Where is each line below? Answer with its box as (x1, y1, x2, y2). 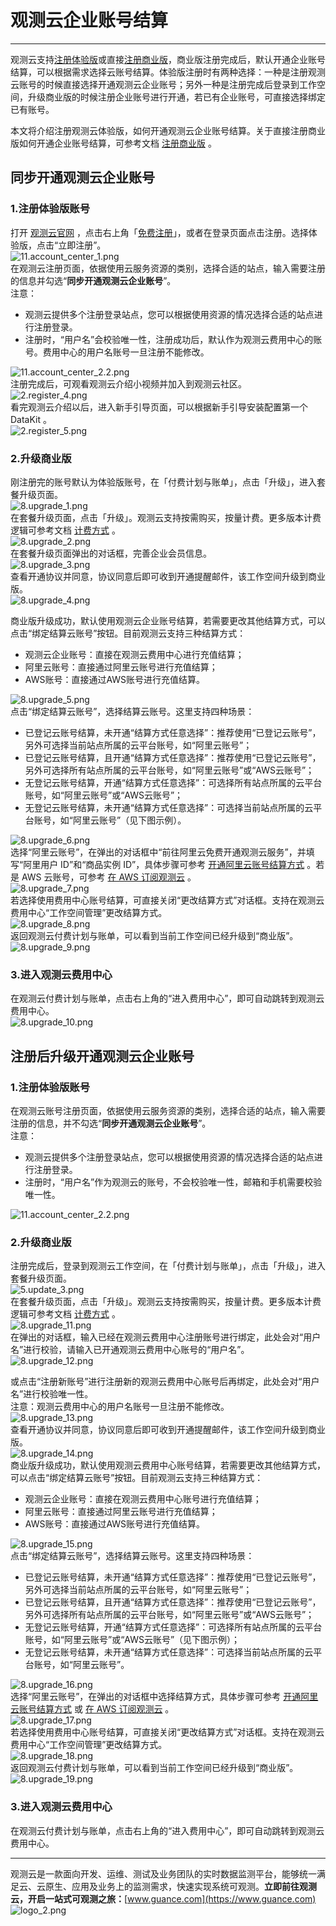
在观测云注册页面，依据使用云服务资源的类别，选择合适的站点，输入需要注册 (10, 262, 326, 274)
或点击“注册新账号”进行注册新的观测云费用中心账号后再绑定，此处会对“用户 (10, 1376, 320, 1388)
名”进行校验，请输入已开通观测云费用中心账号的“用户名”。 (10, 1344, 250, 1356)
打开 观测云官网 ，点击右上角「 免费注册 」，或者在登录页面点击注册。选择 (10, 226, 309, 238)
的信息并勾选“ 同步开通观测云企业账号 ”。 (10, 274, 177, 286)
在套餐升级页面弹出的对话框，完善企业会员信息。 (10, 547, 212, 559)
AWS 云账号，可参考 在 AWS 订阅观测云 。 (21, 871, 197, 883)
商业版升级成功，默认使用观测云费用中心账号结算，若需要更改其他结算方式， (10, 1459, 326, 1471)
